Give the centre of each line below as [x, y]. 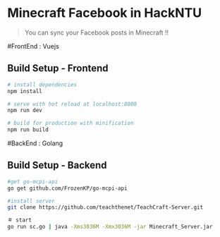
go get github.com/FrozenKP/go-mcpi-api [68, 188]
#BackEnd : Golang [35, 143]
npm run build [28, 130]
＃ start [19, 220]
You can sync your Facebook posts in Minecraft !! [97, 32]
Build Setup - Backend [57, 165]
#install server [31, 201]
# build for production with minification [71, 123]
